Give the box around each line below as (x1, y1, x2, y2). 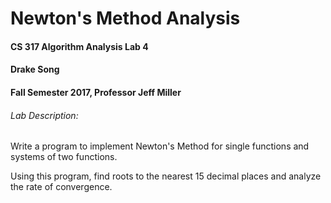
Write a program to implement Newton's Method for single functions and (10, 140, 310, 152)
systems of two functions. (10, 151, 118, 163)
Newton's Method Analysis (10, 7, 241, 30)
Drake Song (10, 63, 60, 76)
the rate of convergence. (10, 181, 113, 193)
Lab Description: (10, 109, 79, 121)
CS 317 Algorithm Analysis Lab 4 (10, 40, 149, 52)
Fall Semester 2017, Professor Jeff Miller (10, 86, 182, 98)
